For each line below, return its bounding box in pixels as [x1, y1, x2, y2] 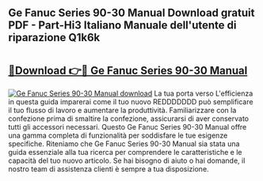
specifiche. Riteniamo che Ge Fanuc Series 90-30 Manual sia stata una [8, 139, 240, 149]
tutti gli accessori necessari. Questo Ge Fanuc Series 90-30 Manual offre [8, 123, 247, 131]
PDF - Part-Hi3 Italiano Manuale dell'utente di [8, 19, 237, 32]
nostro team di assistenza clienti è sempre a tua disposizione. [8, 164, 209, 173]
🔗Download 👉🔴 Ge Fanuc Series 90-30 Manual [8, 63, 248, 77]
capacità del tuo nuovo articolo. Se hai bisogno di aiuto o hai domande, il [8, 156, 246, 165]
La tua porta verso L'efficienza [154, 89, 253, 98]
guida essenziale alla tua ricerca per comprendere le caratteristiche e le [8, 148, 243, 156]
